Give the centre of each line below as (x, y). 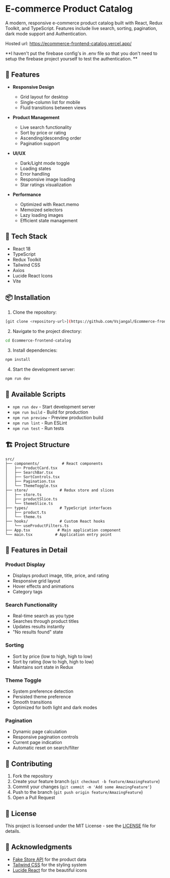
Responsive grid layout (36, 581)
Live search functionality (46, 127)
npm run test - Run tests (38, 428)
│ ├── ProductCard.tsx (31, 468)
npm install (18, 360)
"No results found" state (38, 632)
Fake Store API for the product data (49, 859)
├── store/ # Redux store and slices (60, 490)
